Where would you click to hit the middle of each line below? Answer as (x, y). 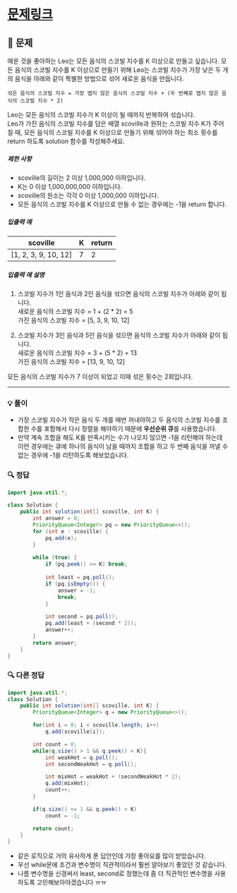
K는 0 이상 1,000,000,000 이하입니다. (70, 186)
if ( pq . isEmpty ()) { (75, 584)
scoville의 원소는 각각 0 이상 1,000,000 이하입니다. (88, 195)
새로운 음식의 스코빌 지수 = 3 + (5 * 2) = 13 (77, 353)
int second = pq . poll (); (81, 617)
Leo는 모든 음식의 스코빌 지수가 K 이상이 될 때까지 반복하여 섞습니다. (101, 115)
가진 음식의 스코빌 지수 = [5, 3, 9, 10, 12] (73, 320)
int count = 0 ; (55, 744)
